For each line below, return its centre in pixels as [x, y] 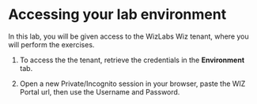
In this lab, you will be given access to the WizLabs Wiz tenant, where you [128, 36]
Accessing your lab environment [117, 15]
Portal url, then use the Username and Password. [100, 91]
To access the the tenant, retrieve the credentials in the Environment [132, 60]
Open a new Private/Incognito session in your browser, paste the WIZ [132, 84]
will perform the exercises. [51, 44]
